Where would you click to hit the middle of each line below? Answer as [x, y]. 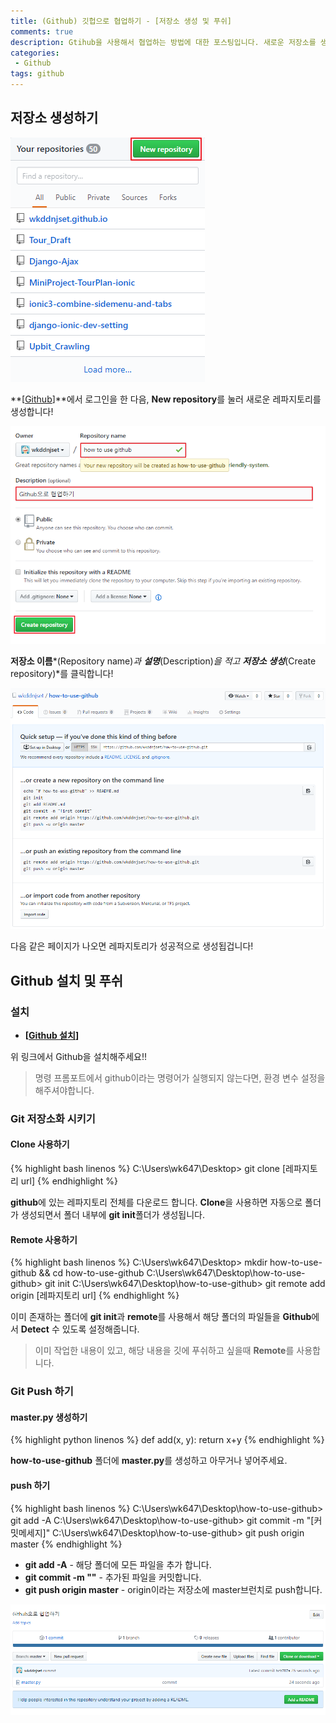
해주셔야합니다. [64, 1090]
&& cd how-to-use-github [91, 1273]
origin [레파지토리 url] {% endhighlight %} [95, 1296]
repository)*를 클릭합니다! [62, 674]
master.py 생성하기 [49, 1417]
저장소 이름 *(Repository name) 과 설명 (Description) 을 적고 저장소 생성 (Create [163, 661]
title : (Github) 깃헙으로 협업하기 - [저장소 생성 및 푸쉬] [121, 21]
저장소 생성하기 [54, 118]
